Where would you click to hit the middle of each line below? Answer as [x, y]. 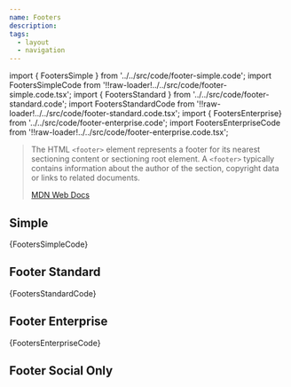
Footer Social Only [61, 371]
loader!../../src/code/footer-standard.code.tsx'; [94, 114]
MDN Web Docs [60, 195]
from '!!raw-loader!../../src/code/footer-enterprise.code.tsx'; [119, 132]
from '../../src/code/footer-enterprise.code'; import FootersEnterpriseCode [145, 123]
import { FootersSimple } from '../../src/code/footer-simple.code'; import [141, 75]
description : [33, 26]
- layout [33, 42]
